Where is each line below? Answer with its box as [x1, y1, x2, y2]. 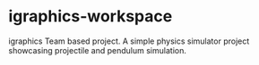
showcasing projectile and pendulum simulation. [8, 45, 187, 55]
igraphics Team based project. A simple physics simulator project [8, 36, 250, 46]
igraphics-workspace [8, 6, 173, 27]
